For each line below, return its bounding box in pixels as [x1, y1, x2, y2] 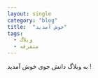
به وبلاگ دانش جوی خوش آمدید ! [7, 63, 92, 70]
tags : [7, 30, 23, 37]
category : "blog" [7, 17, 58, 24]
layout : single [7, 10, 52, 18]
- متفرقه [13, 43, 39, 50]
